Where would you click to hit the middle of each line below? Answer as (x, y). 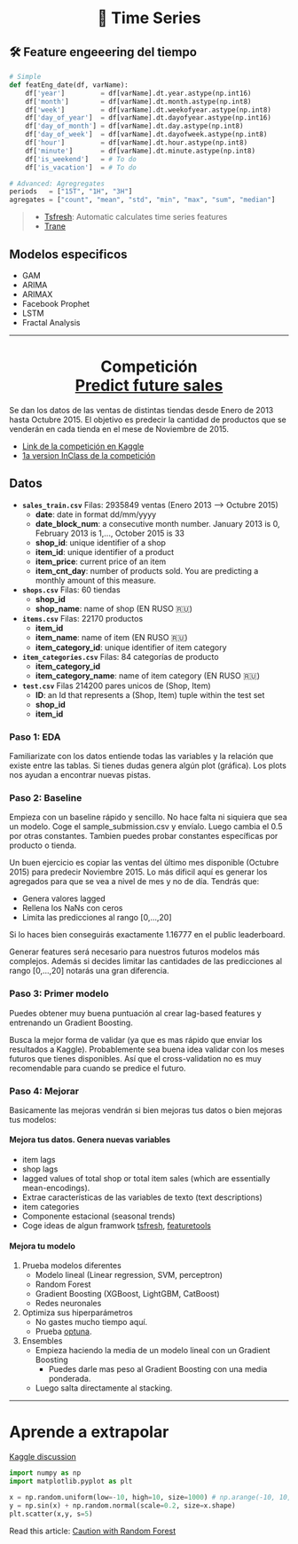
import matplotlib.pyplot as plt (71, 1481)
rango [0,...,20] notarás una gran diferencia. (90, 971)
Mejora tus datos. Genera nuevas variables (90, 1140)
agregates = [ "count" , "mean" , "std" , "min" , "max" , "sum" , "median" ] (142, 200)
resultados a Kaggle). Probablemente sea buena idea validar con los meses (147, 1049)
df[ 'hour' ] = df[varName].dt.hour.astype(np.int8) (137, 143)
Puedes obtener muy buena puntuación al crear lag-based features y (135, 1013)
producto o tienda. (43, 845)
